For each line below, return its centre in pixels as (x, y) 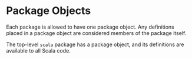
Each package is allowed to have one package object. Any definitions (90, 27)
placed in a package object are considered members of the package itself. (96, 33)
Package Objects (49, 11)
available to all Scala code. (38, 50)
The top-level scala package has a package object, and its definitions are (95, 44)
